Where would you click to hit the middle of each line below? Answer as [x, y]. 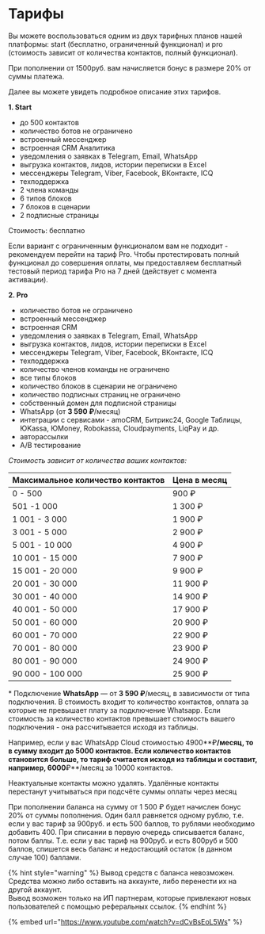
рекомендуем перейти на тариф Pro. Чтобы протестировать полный [124, 254]
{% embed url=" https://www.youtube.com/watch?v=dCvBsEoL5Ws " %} [125, 921]
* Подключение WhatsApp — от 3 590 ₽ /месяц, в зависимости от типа [129, 693]
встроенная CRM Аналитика [67, 147]
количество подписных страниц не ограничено [100, 394]
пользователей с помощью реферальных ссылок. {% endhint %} [117, 906]
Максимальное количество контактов [89, 480]
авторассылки [44, 436]
